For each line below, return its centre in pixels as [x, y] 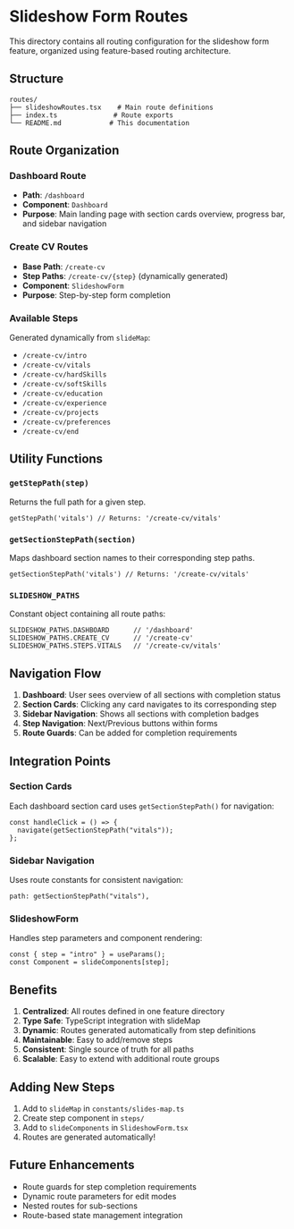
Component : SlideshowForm [73, 285]
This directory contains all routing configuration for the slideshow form [139, 41]
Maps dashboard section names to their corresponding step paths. [132, 558]
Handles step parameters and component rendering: [106, 938]
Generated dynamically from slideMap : [80, 338]
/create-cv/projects [60, 413]
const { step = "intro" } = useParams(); [88, 954]
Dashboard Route [48, 176]
